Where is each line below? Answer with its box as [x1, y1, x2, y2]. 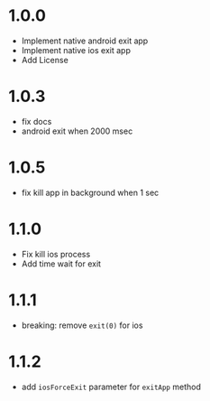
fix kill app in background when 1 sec [21, 187, 160, 198]
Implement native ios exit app [21, 44, 132, 55]
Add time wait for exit [21, 258, 101, 269]
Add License [21, 54, 68, 65]
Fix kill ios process [21, 248, 91, 259]
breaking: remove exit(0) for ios [21, 320, 143, 331]
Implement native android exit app [21, 35, 149, 46]
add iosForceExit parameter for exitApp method [21, 381, 202, 392]
